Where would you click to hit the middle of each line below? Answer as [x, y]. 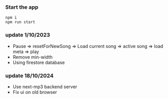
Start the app [22, 7]
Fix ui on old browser [35, 92]
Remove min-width [32, 57]
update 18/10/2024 [29, 76]
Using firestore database [39, 62]
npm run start [20, 22]
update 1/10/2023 [28, 35]
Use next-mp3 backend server [45, 86]
